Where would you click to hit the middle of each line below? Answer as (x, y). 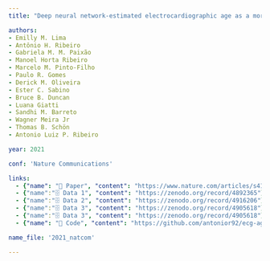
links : (19, 178)
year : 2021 (27, 149)
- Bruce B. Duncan (39, 97)
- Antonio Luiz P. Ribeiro (53, 135)
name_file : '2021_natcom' (51, 238)
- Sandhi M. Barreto (43, 112)
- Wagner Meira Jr (39, 120)
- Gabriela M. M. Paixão (50, 53)
